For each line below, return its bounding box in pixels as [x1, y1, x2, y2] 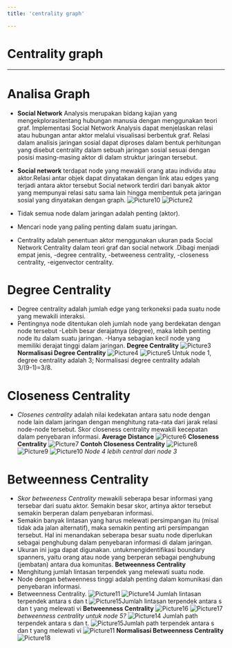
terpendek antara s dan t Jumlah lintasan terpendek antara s [17, 597, 222, 605]
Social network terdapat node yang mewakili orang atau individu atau [17, 166, 216, 175]
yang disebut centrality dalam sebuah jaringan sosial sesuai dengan [17, 146, 211, 154]
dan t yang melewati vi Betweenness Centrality [17, 604, 154, 613]
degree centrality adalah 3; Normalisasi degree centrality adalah [17, 356, 200, 365]
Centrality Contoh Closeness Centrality [17, 440, 166, 448]
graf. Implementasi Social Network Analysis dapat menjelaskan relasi [17, 124, 213, 132]
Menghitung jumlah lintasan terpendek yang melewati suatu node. [17, 568, 205, 576]
